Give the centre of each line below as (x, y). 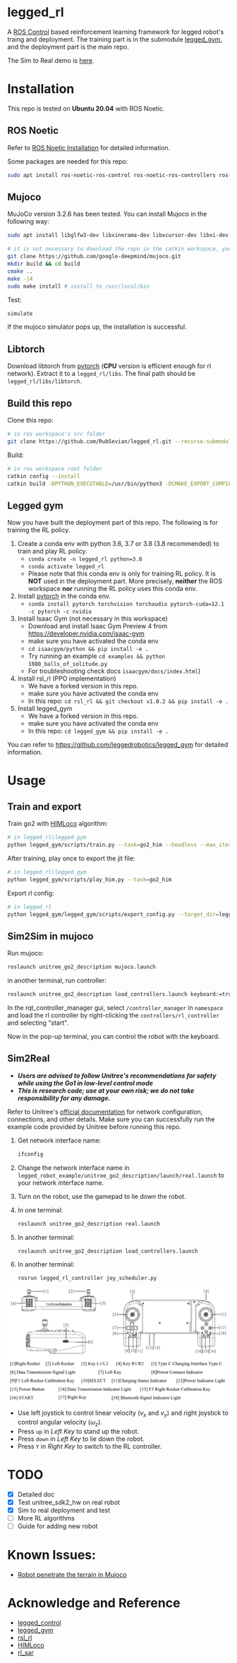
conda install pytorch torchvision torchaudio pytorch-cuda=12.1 (126, 604)
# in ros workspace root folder (55, 469)
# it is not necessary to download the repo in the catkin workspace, (113, 249)
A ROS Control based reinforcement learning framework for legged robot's (116, 32)
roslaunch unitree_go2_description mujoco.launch (82, 967)
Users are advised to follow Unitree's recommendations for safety (117, 1076)
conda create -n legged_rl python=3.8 (85, 559)
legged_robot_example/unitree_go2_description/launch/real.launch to (121, 1175)
